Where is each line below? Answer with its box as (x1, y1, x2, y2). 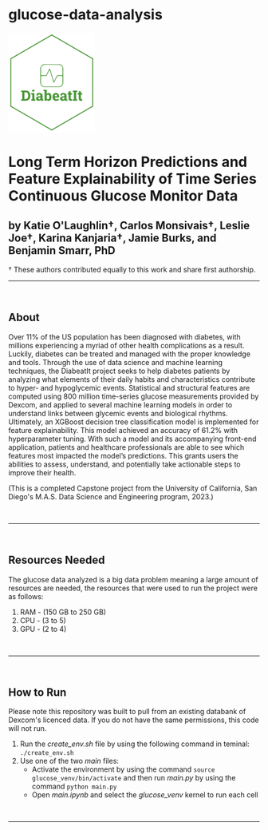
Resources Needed (8, 554, 105, 567)
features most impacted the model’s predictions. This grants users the (8, 451, 238, 460)
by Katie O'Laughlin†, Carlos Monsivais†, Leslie (8, 218, 250, 232)
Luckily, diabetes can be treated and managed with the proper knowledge (8, 349, 251, 359)
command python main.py (31, 781, 117, 792)
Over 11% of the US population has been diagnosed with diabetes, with (8, 332, 241, 341)
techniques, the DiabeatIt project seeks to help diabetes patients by (8, 366, 231, 375)
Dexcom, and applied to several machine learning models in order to (8, 399, 233, 409)
